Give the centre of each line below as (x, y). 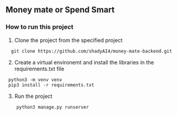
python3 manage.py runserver (53, 107)
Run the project (33, 96)
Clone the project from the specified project (68, 40)
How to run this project (40, 27)
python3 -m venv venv (35, 80)
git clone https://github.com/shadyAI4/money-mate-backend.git (91, 51)
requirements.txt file (39, 69)
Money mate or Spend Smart (60, 10)
